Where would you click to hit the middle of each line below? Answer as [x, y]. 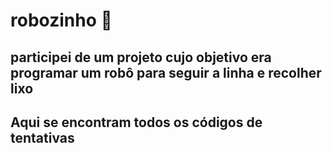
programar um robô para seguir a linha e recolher [166, 72]
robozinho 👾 [61, 20]
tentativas [42, 137]
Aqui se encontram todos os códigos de [136, 122]
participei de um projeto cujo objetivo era [141, 57]
